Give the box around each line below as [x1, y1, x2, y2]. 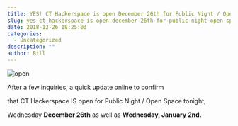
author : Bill [7, 50, 46, 57]
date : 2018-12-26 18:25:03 [7, 23, 87, 30]
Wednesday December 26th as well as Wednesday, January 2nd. [7, 110, 202, 119]
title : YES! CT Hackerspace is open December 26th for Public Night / [7, 10, 220, 18]
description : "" [7, 43, 55, 50]
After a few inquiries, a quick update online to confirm [7, 83, 164, 91]
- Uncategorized [13, 37, 62, 44]
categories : [7, 30, 42, 38]
